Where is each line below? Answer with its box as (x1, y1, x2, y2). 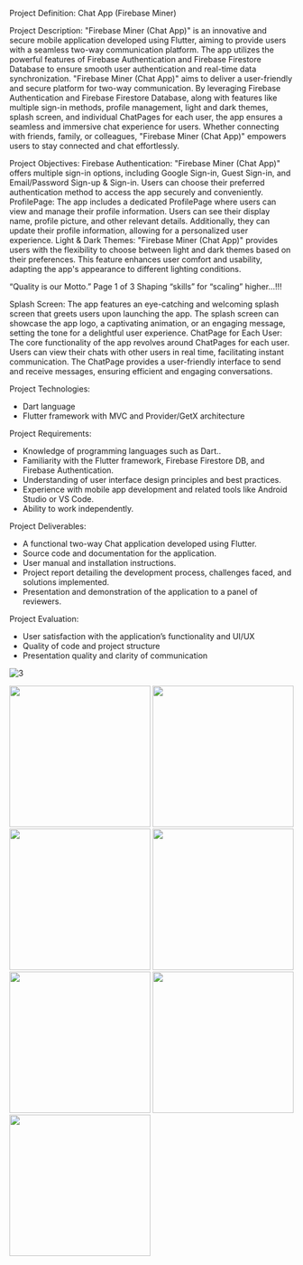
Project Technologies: (9, 383, 90, 394)
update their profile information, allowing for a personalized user (9, 225, 249, 236)
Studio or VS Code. (22, 494, 95, 505)
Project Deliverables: (9, 521, 87, 532)
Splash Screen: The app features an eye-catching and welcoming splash (9, 298, 280, 309)
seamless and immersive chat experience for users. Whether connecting (9, 121, 280, 132)
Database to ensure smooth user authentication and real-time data (9, 63, 257, 74)
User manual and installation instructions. (22, 558, 177, 568)
